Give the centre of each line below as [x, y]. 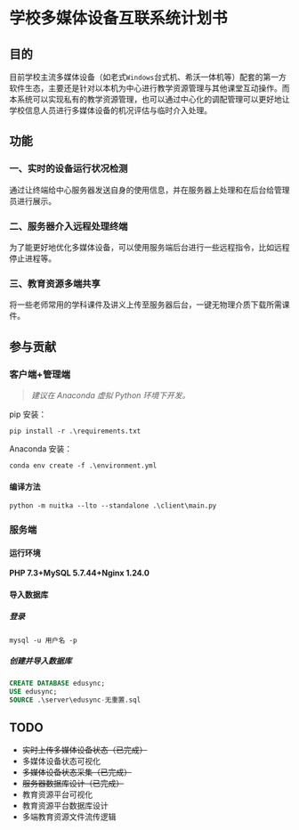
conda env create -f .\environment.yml [83, 465]
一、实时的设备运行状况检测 [69, 168]
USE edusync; [33, 691]
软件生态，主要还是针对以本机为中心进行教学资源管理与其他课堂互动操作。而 [149, 88]
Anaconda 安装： [41, 448]
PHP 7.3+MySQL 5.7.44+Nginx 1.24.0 [79, 573]
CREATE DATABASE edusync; [57, 683]
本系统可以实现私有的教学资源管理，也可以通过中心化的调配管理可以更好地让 [149, 99]
